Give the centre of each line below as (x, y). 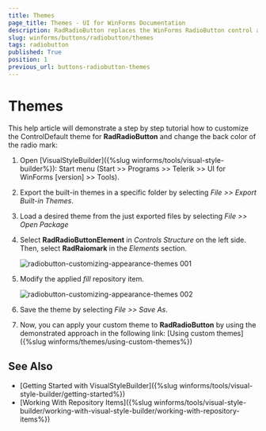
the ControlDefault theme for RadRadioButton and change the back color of (132, 136)
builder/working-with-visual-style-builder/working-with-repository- (129, 410)
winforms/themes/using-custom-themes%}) (120, 342)
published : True (35, 52)
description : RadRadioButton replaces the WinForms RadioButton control (131, 30)
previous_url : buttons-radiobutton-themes (79, 67)
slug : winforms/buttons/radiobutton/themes (81, 38)
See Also (30, 367)
